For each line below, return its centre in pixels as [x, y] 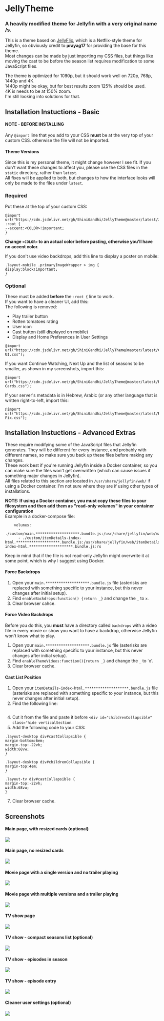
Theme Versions [22, 151]
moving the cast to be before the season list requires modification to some [80, 61]
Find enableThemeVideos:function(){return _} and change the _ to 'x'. [83, 661]
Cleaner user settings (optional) [38, 1002]
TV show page [20, 916]
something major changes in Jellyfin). [43, 476]
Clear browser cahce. [34, 603]
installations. [18, 491]
